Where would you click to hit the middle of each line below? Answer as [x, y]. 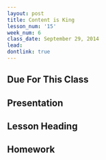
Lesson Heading [42, 127]
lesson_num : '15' [32, 26]
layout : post [26, 13]
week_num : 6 [24, 33]
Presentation [35, 103]
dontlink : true [29, 52]
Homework [31, 149]
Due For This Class [48, 80]
